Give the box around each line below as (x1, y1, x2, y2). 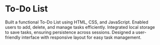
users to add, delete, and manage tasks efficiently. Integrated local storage (5, 24, 155, 30)
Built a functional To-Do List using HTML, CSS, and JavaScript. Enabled (5, 19, 148, 25)
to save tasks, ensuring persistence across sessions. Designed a (5, 29, 135, 35)
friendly (5, 34, 21, 40)
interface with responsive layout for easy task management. (21, 34, 142, 40)
